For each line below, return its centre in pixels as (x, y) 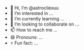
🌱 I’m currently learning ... (37, 19)
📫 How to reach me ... (34, 30)
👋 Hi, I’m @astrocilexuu (34, 8)
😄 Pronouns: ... (26, 37)
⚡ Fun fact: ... (24, 43)
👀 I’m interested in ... (32, 13)
